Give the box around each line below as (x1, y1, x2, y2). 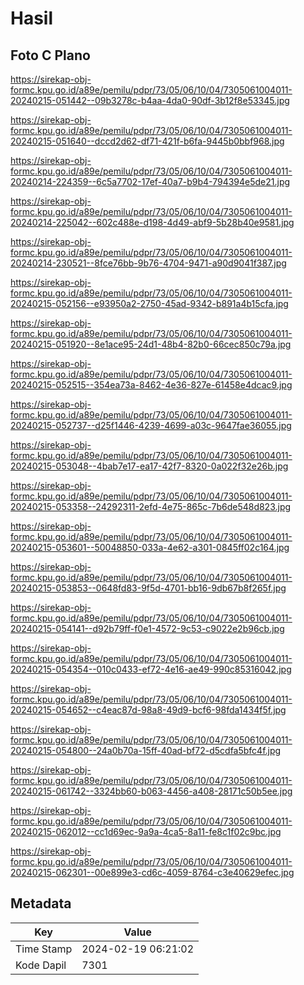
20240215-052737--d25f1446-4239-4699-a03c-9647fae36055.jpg (10, 420, 292, 431)
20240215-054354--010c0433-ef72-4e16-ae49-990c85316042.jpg (10, 663, 292, 675)
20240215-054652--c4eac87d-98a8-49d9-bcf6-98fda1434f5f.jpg (10, 704, 287, 716)
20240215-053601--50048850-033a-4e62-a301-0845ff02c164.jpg (10, 542, 290, 553)
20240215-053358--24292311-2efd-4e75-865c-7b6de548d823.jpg (10, 501, 292, 512)
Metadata (10, 895, 72, 912)
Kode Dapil (15, 958, 67, 972)
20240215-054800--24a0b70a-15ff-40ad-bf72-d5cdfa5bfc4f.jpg (10, 745, 282, 756)
